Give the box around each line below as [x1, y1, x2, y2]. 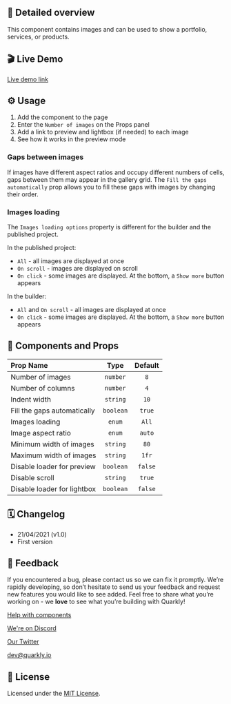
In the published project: [7, 244, 77, 252]
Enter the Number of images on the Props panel [17, 121, 150, 129]
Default [134, 360, 160, 370]
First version [17, 537, 53, 546]
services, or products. [7, 32, 70, 41]
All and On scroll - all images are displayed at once [17, 306, 167, 314]
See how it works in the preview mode [17, 135, 126, 143]
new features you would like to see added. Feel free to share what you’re [7, 590, 214, 599]
